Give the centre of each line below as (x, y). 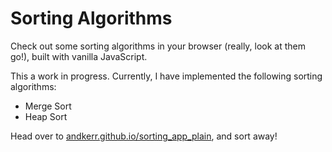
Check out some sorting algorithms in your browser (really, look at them (158, 46)
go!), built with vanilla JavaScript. (79, 56)
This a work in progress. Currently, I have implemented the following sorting (166, 76)
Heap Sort (46, 116)
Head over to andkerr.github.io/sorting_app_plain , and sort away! (144, 136)
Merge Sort (48, 106)
